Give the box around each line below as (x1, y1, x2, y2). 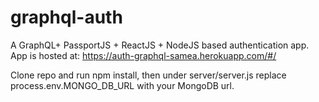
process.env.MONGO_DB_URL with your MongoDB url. (10, 79, 235, 91)
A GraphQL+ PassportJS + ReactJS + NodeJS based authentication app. (10, 39, 310, 51)
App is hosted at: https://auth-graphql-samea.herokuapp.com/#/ (10, 49, 277, 61)
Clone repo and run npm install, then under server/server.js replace (10, 69, 287, 81)
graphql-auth (10, 6, 123, 29)
